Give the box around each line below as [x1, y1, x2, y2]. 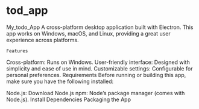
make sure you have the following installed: [6, 78, 114, 85]
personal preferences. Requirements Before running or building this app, [6, 71, 186, 78]
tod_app [6, 4, 48, 17]
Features [6, 48, 28, 54]
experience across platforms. [6, 36, 79, 43]
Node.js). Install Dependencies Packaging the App [6, 96, 131, 103]
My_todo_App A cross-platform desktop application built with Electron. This [6, 23, 194, 31]
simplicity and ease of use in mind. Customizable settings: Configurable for [6, 64, 193, 72]
